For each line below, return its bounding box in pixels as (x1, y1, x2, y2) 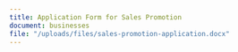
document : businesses (9, 21, 90, 30)
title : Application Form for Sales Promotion (9, 12, 182, 22)
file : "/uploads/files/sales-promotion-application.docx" (9, 29, 230, 38)
